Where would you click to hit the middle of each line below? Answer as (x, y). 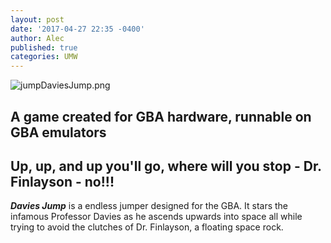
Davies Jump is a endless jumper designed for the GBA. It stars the (149, 206)
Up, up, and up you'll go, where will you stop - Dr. (166, 166)
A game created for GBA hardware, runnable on (161, 116)
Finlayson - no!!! (62, 181)
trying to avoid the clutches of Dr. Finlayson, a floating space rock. (147, 227)
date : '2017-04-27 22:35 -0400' (77, 29)
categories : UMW (44, 57)
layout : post (37, 19)
